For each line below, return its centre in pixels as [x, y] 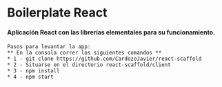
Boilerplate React [57, 13]
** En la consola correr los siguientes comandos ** [84, 53]
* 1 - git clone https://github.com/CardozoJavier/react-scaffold [104, 59]
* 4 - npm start [30, 77]
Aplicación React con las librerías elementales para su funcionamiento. [111, 32]
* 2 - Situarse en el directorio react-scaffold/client [89, 65]
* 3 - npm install [33, 71]
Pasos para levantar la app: [49, 47]
